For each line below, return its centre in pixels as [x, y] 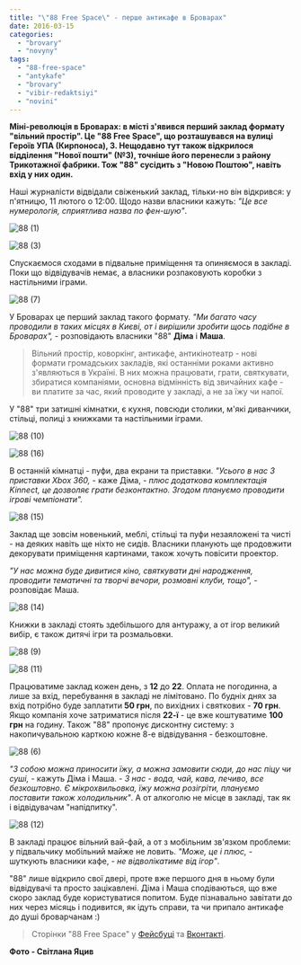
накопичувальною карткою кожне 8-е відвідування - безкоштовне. [138, 734]
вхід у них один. [41, 174]
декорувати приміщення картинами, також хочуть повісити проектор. [144, 553]
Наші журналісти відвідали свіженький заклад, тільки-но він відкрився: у [150, 192]
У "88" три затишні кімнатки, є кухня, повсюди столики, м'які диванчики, [150, 409]
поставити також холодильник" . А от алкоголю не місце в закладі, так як [150, 798]
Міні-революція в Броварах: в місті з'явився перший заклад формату [147, 127]
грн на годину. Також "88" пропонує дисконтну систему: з [122, 725]
